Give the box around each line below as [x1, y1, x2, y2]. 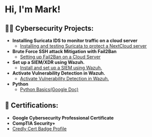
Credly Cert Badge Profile [12, 125, 67, 131]
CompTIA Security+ [12, 120, 56, 126]
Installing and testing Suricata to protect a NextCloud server [20, 43, 147, 49]
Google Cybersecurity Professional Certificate [12, 115, 114, 121]
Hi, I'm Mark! [5, 4, 61, 15]
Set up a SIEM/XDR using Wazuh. [12, 59, 85, 65]
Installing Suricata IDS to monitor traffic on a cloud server [12, 37, 138, 43]
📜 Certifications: [5, 101, 59, 110]
